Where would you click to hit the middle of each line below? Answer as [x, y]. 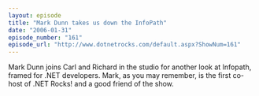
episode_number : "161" [45, 37]
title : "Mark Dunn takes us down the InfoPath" [88, 23]
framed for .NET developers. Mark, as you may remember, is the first [120, 76]
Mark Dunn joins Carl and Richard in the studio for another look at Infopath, [130, 67]
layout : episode [35, 15]
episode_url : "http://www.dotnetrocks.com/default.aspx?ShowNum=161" [125, 45]
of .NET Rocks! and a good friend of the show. [99, 84]
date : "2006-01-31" [40, 30]
